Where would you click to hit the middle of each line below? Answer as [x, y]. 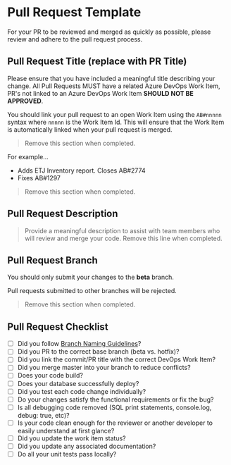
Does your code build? [50, 376]
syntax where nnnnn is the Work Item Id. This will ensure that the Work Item [116, 122]
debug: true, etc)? [43, 415]
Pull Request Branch [53, 260]
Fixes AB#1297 [39, 178]
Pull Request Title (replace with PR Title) [97, 62]
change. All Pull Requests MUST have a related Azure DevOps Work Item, [114, 86]
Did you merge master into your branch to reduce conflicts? [104, 368]
